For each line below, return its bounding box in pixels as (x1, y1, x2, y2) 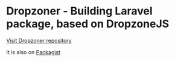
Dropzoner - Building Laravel (6, 4, 153, 18)
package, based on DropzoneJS (6, 17, 170, 31)
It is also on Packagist (6, 48, 61, 55)
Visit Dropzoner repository (6, 37, 72, 44)
